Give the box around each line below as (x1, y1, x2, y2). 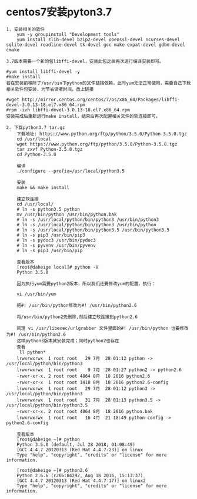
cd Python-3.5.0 (16, 151, 57, 157)
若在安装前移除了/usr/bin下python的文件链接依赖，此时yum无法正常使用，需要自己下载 (6, 80, 191, 86)
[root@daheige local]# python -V (16, 264, 99, 270)
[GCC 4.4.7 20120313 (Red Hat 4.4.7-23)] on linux (16, 447, 143, 452)
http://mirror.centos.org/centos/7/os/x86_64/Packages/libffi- (21, 97, 181, 103)
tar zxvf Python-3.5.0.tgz (16, 146, 83, 152)
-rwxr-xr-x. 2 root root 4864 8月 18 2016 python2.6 (16, 373, 151, 379)
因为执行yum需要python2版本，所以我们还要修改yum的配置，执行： (16, 280, 156, 286)
